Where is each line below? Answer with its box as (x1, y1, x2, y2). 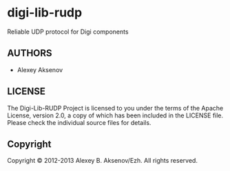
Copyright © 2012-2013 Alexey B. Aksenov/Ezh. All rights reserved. (7, 157, 198, 165)
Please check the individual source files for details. (7, 118, 151, 126)
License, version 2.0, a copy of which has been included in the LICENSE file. (7, 111, 224, 119)
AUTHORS (7, 47, 53, 59)
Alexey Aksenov (17, 65, 63, 73)
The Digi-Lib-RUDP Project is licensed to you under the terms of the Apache (7, 104, 224, 112)
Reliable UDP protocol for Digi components (7, 27, 129, 36)
